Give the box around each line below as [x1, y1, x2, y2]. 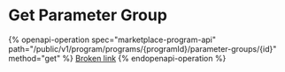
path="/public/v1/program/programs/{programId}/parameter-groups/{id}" [8, 43, 277, 54]
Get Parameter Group [8, 5, 167, 25]
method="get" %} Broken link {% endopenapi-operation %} [8, 53, 227, 63]
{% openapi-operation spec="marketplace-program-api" [8, 34, 216, 45]
